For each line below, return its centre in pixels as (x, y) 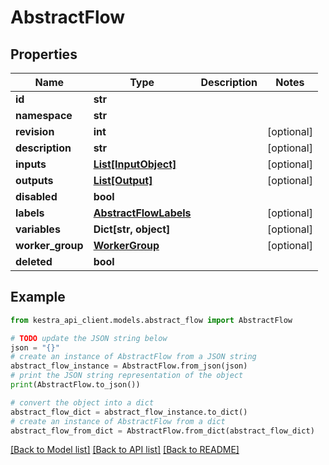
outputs (34, 180)
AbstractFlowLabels (142, 213)
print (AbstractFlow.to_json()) (75, 385)
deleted (34, 261)
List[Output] (123, 180)
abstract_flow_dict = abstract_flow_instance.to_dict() (129, 412)
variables (38, 229)
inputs (31, 164)
